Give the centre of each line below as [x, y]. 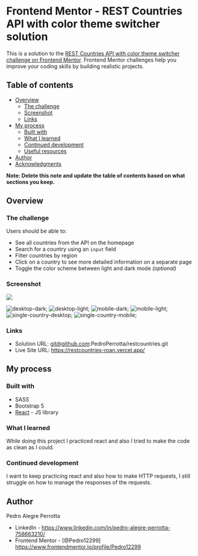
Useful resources [45, 151]
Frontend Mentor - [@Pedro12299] [58, 540]
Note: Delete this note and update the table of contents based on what [96, 175]
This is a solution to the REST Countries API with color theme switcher [93, 53]
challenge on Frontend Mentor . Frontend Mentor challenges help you [91, 60]
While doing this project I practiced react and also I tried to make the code [98, 441]
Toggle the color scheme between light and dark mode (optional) [95, 268]
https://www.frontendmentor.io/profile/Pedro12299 [78, 547]
